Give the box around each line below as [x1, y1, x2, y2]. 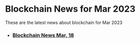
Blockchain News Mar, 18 [12, 32, 74, 39]
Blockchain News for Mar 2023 [5, 3, 136, 15]
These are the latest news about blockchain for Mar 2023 [5, 20, 123, 25]
